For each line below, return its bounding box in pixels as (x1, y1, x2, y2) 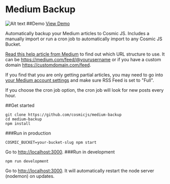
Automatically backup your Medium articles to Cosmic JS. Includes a (5, 30, 150, 36)
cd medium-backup (5, 116, 42, 122)
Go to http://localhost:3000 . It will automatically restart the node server (5, 167, 154, 174)
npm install (5, 121, 31, 126)
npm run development (5, 159, 49, 164)
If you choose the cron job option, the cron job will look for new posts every (5, 87, 164, 93)
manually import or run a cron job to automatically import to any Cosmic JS (5, 36, 163, 42)
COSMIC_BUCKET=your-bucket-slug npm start (5, 140, 97, 145)
